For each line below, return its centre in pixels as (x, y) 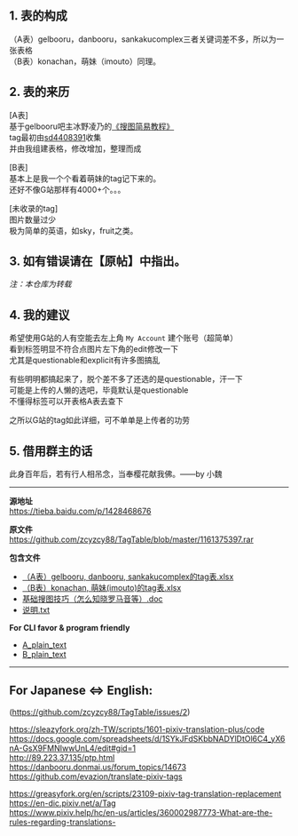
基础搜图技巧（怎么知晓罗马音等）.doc (92, 599)
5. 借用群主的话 (51, 451)
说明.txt (36, 610)
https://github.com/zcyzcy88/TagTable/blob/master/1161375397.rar (132, 539)
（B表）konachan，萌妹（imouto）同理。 (85, 61)
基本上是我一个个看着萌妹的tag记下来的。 (85, 178)
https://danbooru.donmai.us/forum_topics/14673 (98, 767)
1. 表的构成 (39, 16)
